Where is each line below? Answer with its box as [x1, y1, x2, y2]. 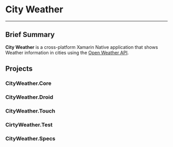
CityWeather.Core [5, 80, 51, 87]
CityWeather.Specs [5, 135, 56, 142]
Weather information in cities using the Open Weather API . [5, 49, 129, 56]
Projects [5, 64, 33, 73]
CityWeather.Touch [5, 107, 56, 114]
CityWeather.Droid [5, 94, 54, 101]
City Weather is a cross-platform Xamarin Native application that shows [5, 44, 158, 50]
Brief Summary [5, 30, 55, 39]
